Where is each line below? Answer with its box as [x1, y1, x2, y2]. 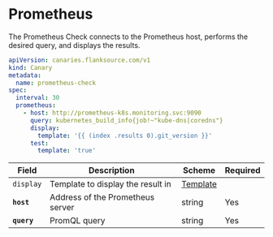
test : [29, 139, 49, 147]
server [50, 202, 75, 213]
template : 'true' [37, 147, 96, 155]
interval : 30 [15, 94, 60, 102]
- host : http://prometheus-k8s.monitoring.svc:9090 [23, 109, 201, 118]
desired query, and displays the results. [8, 40, 141, 50]
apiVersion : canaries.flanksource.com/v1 [8, 56, 151, 64]
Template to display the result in [50, 179, 172, 190]
